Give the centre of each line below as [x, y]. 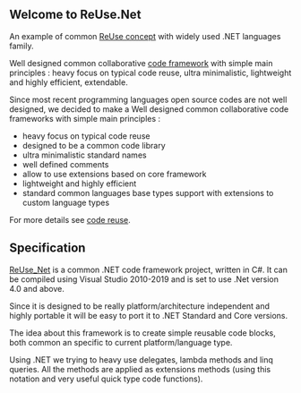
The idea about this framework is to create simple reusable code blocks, [142, 333]
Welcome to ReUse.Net [75, 15]
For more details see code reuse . [70, 219]
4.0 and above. [37, 288]
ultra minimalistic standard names [84, 155]
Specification [47, 248]
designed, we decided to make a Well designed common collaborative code [149, 109]
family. [21, 46]
